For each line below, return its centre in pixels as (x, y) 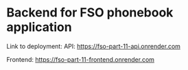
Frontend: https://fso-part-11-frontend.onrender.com (81, 59)
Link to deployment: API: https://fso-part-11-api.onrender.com (94, 46)
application (39, 27)
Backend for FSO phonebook (90, 13)
